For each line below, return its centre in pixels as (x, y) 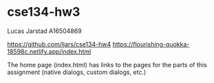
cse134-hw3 (44, 12)
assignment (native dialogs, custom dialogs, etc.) (77, 72)
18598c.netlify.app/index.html (49, 51)
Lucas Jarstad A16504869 (44, 31)
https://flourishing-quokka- (151, 44)
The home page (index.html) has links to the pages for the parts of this (107, 64)
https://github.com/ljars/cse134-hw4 (59, 44)
